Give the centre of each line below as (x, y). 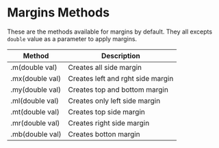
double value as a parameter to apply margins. (72, 38)
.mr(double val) (35, 123)
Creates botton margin (104, 134)
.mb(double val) (36, 134)
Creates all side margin (105, 67)
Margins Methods (59, 13)
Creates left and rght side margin (121, 78)
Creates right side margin (109, 123)
